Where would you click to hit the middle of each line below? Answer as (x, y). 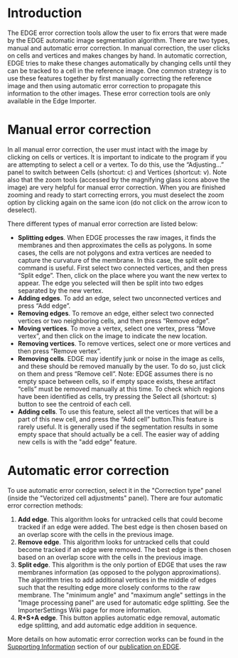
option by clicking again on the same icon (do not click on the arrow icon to (118, 202)
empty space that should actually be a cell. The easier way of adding (119, 434)
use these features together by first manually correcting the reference (110, 78)
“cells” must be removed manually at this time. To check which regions (121, 389)
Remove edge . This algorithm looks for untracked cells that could (113, 542)
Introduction (45, 13)
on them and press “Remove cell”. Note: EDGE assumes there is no (115, 374)
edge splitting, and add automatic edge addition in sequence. (107, 625)
